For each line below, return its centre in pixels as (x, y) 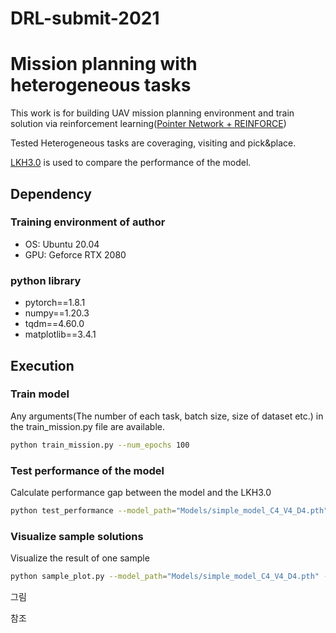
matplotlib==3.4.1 (60, 334)
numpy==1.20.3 (57, 313)
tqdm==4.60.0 (54, 324)
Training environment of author (88, 222)
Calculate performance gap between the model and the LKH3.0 (141, 492)
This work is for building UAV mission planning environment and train (152, 113)
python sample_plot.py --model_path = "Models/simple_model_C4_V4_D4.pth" (165, 577)
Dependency (51, 193)
